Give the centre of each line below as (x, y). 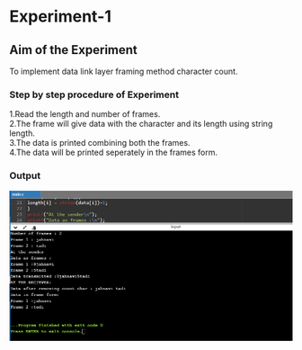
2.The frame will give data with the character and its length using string (141, 124)
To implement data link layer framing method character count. (124, 71)
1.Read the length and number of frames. (85, 114)
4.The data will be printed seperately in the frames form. (114, 153)
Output (25, 175)
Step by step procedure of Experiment (94, 94)
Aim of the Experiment (73, 50)
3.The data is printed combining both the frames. (100, 143)
